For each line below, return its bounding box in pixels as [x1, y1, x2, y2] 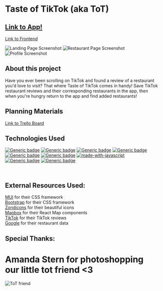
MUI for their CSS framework [5, 194, 63, 200]
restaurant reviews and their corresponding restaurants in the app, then [5, 88, 148, 94]
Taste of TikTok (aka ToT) [5, 3, 109, 15]
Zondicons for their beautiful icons [5, 205, 74, 210]
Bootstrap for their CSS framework [5, 199, 74, 206]
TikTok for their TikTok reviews [5, 215, 67, 221]
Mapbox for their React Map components [5, 210, 88, 216]
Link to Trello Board [5, 120, 44, 126]
